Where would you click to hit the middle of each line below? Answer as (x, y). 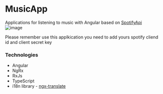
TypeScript (23, 81)
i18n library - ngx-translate (39, 86)
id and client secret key (29, 42)
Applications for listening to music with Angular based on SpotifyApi (73, 22)
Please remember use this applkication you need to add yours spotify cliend (82, 37)
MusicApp (26, 9)
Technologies (22, 55)
